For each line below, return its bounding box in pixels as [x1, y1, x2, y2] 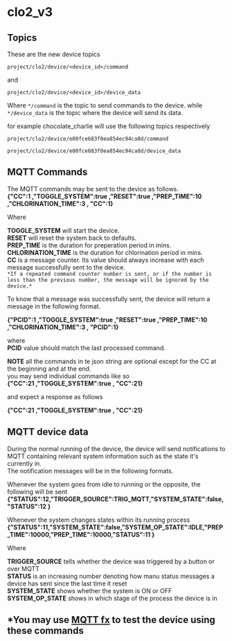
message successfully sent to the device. [7, 263, 126, 271]
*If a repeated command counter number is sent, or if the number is [7, 270, 213, 277]
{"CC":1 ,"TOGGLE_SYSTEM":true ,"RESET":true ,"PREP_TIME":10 [7, 192, 202, 200]
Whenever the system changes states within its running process [7, 516, 190, 524]
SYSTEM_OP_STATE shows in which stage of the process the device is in [7, 594, 218, 602]
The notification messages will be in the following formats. [7, 466, 174, 475]
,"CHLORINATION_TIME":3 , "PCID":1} [7, 323, 119, 331]
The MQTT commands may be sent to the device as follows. [7, 184, 179, 193]
